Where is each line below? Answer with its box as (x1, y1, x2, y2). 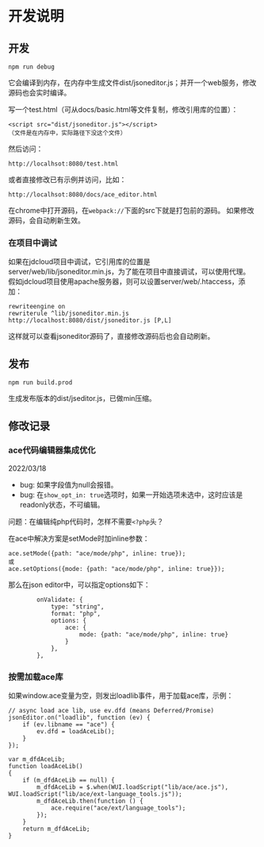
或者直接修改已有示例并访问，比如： (8, 175, 127, 184)
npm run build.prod (8, 379, 73, 387)
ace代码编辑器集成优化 (8, 445, 97, 456)
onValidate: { (36, 596, 83, 604)
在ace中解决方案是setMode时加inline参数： (8, 534, 150, 543)
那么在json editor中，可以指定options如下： (8, 580, 151, 589)
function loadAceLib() (8, 763, 83, 771)
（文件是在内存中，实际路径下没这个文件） (8, 129, 127, 137)
